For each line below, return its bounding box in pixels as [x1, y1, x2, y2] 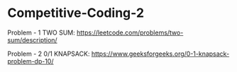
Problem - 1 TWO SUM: [7, 28, 76, 37]
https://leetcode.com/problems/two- [77, 28, 184, 37]
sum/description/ [7, 35, 58, 44]
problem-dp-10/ [7, 56, 54, 65]
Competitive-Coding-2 [7, 5, 144, 21]
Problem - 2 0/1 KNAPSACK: [7, 49, 90, 58]
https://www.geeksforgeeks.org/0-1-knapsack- [91, 49, 230, 58]
